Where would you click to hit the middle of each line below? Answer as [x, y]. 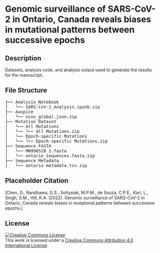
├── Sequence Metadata [32, 160]
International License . [27, 246]
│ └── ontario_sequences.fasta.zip [50, 156]
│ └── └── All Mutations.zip [42, 131]
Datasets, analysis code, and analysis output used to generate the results [79, 70]
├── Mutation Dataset [31, 121]
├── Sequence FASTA [28, 146]
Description [23, 58]
